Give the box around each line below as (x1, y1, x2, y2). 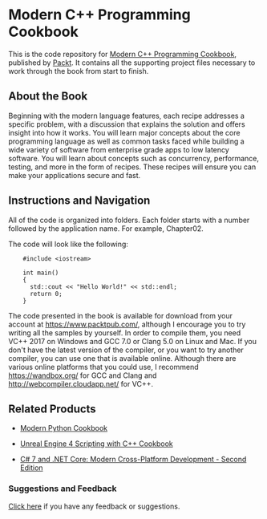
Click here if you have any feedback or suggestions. (8, 501, 180, 511)
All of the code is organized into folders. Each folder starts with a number (8, 215, 250, 225)
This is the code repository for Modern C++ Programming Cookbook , (8, 49, 237, 59)
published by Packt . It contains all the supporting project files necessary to (8, 58, 256, 67)
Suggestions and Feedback (8, 483, 118, 494)
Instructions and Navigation (8, 194, 151, 208)
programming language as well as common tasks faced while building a (8, 136, 245, 146)
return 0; (29, 290, 63, 298)
